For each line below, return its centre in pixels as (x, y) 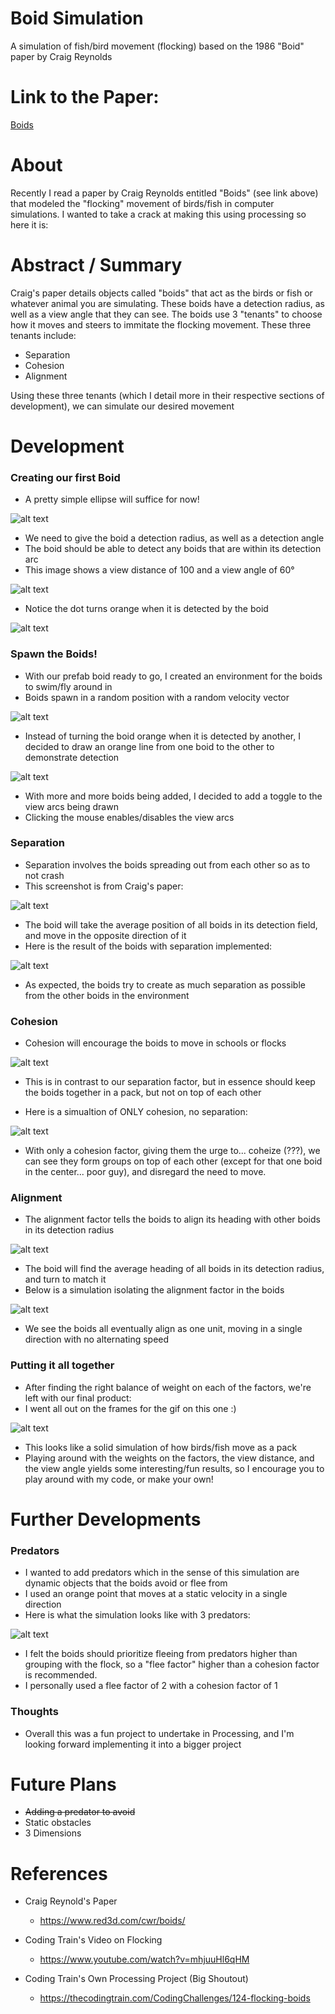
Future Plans (63, 1784)
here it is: (29, 224)
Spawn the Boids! (54, 654)
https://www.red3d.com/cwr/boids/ (112, 1921)
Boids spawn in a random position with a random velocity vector (157, 697)
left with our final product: (78, 1398)
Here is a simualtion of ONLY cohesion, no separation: (136, 1112)
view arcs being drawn (71, 806)
